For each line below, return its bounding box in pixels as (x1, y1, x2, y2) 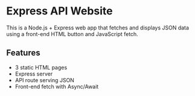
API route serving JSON (14, 76, 74, 83)
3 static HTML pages (14, 64, 68, 71)
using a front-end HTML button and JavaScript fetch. (6, 30, 139, 37)
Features (6, 48, 40, 58)
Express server (14, 70, 53, 77)
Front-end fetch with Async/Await (14, 83, 99, 90)
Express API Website (6, 4, 113, 18)
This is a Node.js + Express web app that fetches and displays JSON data (6, 24, 189, 31)
